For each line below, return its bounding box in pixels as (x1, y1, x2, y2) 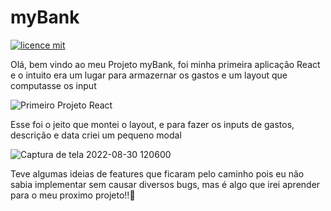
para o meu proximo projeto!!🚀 (10, 189, 136, 201)
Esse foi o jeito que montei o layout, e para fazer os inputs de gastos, (10, 118, 295, 130)
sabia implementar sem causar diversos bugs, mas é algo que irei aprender (10, 178, 321, 190)
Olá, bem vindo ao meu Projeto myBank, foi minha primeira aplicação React (10, 58, 321, 70)
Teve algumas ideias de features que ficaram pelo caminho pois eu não (10, 167, 305, 180)
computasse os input (10, 79, 97, 91)
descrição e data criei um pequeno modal (10, 129, 182, 141)
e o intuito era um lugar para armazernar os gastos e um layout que (10, 69, 288, 81)
